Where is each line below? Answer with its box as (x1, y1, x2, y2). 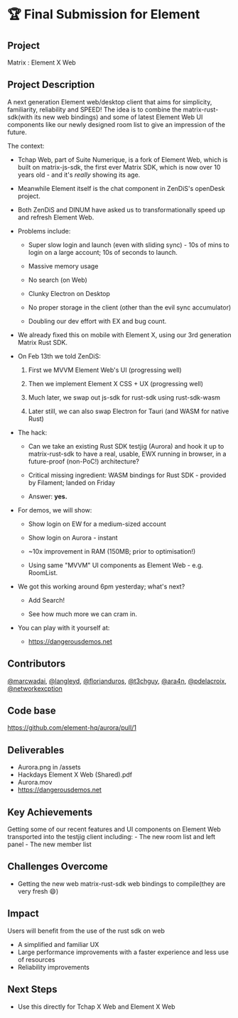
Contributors (7, 658, 66, 670)
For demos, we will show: (17, 505, 92, 514)
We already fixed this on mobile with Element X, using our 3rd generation (17, 330, 232, 339)
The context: (7, 141, 45, 150)
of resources (17, 955, 55, 963)
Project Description (7, 79, 95, 91)
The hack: (17, 428, 48, 437)
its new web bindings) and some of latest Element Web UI (34, 112, 203, 121)
